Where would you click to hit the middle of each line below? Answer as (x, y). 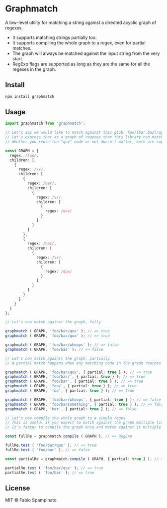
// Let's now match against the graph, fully (53, 322)
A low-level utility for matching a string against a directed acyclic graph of (81, 22)
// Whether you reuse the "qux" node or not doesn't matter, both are (80, 142)
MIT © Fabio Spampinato (31, 500)
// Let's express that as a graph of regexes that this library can (78, 137)
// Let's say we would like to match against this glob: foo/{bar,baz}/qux (85, 133)
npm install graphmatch (30, 96)
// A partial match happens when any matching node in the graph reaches (83, 363)
